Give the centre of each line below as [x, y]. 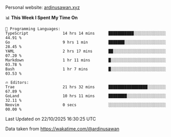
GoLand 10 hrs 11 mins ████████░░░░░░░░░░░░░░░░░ [86, 96]
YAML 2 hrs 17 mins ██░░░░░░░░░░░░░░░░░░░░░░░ [86, 51]
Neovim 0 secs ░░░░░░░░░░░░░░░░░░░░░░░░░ [86, 105]
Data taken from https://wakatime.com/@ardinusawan [62, 129]
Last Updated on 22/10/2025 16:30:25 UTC [51, 119]
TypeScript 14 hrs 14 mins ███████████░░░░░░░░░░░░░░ [86, 33]
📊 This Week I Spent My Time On [41, 18]
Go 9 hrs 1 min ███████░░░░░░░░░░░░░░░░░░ [86, 42]
